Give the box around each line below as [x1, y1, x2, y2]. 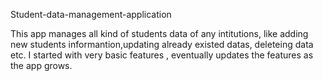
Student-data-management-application [10, 9, 172, 20]
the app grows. [10, 60, 73, 71]
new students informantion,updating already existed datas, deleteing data [10, 39, 314, 50]
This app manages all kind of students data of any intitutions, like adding [10, 28, 309, 39]
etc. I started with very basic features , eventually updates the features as [10, 49, 314, 61]
